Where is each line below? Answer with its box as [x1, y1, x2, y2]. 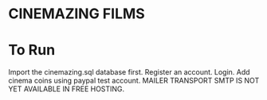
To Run [8, 41, 56, 60]
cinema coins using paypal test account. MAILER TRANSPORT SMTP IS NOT [8, 76, 260, 86]
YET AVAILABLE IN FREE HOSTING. [8, 84, 125, 94]
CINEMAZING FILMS [8, 5, 145, 23]
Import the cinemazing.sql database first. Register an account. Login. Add [8, 67, 250, 77]
